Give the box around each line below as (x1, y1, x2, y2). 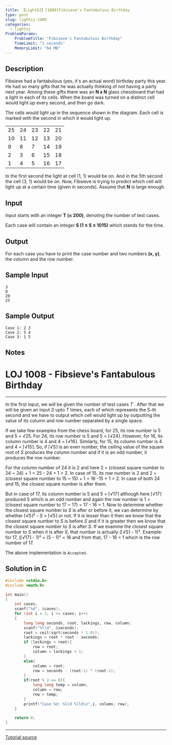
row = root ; (32, 644, 58, 650)
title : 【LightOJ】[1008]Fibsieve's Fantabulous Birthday (5, 7, 130, 13)
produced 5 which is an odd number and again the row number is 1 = (5, 496, 150, 502)
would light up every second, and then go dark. (5, 100, 105, 106)
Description (5, 64, 44, 73)
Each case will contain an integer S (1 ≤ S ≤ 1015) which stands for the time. (5, 222, 165, 228)
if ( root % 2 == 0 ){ (24, 677, 66, 683)
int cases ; (14, 602, 38, 607)
